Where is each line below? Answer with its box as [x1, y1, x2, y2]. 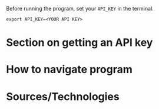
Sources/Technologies [6, 90, 120, 103]
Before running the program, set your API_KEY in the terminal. [6, 5, 154, 12]
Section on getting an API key [6, 36, 153, 49]
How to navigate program [6, 63, 132, 76]
